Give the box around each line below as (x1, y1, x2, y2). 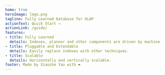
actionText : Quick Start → (5, 21, 61, 26)
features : (5, 30, 26, 35)
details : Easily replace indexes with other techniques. (9, 48, 129, 53)
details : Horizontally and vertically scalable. (9, 58, 112, 63)
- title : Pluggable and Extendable (5, 44, 79, 49)
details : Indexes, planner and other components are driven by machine (9, 39, 161, 44)
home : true (5, 7, 28, 12)
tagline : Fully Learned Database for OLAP (5, 16, 94, 21)
